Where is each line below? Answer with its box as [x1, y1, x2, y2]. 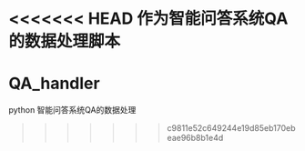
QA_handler [8, 74, 101, 94]
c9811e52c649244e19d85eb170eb [167, 123, 296, 134]
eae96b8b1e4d [167, 133, 224, 144]
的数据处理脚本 [8, 31, 121, 52]
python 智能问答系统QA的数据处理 [8, 105, 137, 116]
